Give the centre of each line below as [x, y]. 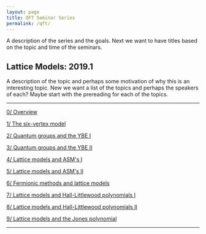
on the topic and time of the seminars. [54, 47]
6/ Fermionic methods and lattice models [58, 183]
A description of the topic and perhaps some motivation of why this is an [98, 81]
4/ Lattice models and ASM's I [44, 159]
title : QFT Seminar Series [41, 18]
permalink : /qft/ [29, 23]
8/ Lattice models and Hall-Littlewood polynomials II [72, 207]
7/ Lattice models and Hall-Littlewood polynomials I [71, 195]
